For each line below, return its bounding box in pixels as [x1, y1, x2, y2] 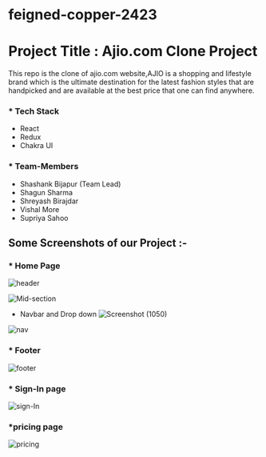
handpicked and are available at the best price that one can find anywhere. [8, 86, 255, 95]
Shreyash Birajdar [19, 196, 79, 206]
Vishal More [19, 204, 60, 214]
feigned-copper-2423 [8, 6, 157, 24]
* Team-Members [8, 161, 79, 172]
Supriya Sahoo [19, 213, 69, 222]
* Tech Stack [8, 106, 60, 117]
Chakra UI [19, 141, 54, 150]
